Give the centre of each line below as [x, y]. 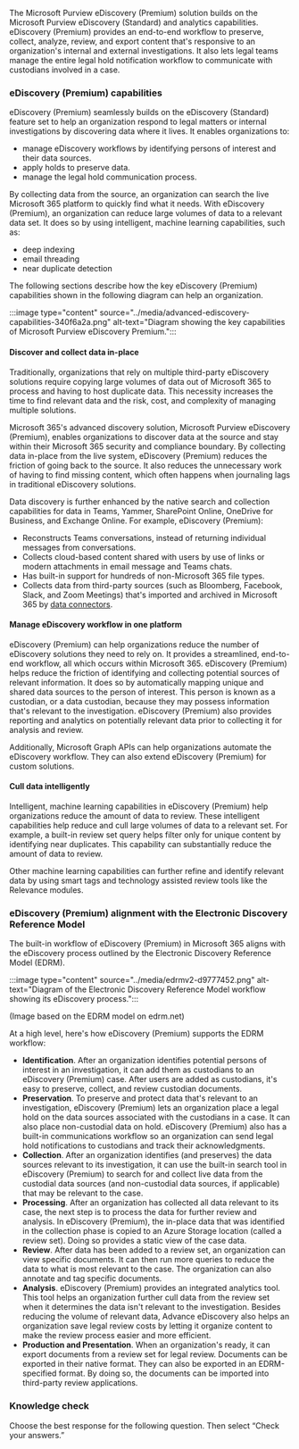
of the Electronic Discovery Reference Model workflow [165, 989]
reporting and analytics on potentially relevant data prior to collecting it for [146, 720]
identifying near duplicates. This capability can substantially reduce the [141, 844]
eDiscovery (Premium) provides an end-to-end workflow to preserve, [137, 32]
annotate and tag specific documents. [92, 1278]
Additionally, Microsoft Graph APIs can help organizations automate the [141, 747]
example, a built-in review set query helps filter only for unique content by [145, 835]
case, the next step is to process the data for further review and [139, 1212]
